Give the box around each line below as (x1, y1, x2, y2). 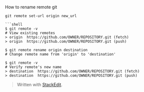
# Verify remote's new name (5, 65, 62, 70)
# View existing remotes (5, 31, 55, 36)
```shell (5, 22, 23, 27)
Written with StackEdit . (16, 82, 63, 87)
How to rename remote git (5, 4, 57, 10)
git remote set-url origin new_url (5, 14, 77, 18)
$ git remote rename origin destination (5, 48, 88, 53)
